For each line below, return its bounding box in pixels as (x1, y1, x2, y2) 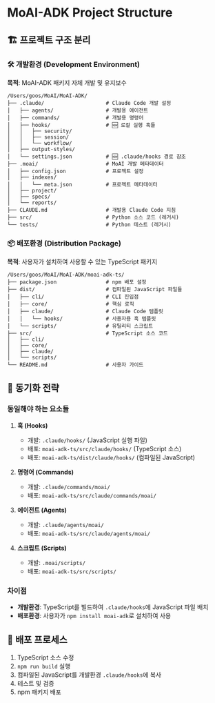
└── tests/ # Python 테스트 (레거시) (7, 221, 172, 228)
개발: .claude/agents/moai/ (27, 520, 105, 528)
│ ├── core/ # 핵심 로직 (7, 301, 134, 308)
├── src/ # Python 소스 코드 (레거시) (7, 214, 179, 221)
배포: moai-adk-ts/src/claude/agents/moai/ (27, 529, 150, 537)
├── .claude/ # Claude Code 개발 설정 (7, 99, 172, 106)
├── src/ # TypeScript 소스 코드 (7, 330, 169, 337)
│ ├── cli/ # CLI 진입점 (7, 293, 139, 301)
